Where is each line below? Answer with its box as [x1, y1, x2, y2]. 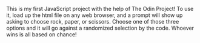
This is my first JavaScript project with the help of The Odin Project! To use [6, 5, 194, 12]
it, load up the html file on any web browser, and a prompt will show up [6, 12, 183, 19]
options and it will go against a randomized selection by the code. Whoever [6, 24, 195, 31]
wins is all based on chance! [6, 31, 77, 38]
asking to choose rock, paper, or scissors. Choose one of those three [6, 18, 179, 25]
